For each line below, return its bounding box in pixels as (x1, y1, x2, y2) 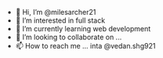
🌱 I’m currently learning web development (15, 24, 151, 33)
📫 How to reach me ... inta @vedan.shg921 (15, 42, 156, 50)
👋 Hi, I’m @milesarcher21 (15, 8, 96, 16)
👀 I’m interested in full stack (15, 16, 106, 25)
